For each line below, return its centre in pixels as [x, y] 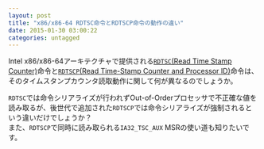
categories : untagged [44, 38]
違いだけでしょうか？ [57, 118]
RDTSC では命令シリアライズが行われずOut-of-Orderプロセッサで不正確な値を [132, 98]
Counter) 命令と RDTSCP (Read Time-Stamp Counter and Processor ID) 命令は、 [133, 71]
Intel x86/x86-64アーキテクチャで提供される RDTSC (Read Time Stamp [120, 61]
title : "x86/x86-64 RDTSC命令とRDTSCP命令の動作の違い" [96, 23]
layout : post [30, 15]
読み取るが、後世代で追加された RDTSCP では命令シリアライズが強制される [127, 108]
